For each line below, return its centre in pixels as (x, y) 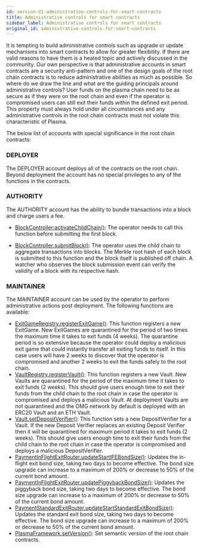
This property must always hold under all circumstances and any (86, 109)
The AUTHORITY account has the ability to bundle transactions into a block (99, 209)
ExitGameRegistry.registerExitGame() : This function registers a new (98, 324)
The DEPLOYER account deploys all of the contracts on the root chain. (93, 168)
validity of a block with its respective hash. (67, 270)
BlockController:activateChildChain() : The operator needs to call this (99, 227)
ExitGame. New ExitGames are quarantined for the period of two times (101, 330)
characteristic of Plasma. (37, 122)
